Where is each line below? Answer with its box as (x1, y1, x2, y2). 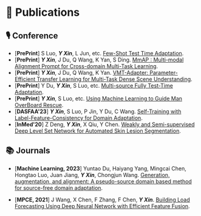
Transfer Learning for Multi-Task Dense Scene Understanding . (36, 75, 192, 83)
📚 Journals (5, 145, 50, 156)
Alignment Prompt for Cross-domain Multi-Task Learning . (14, 63, 158, 69)
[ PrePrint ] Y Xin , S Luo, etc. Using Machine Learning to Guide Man (14, 95, 183, 102)
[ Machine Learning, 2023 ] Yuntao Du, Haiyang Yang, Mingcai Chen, (14, 164, 186, 172)
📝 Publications (5, 5, 80, 19)
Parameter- (149, 69, 179, 76)
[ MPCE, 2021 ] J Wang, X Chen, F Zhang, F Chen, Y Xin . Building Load (14, 196, 191, 203)
